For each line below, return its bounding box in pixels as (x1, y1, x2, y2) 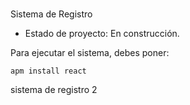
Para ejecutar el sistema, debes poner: (10, 47, 170, 59)
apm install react (10, 66, 87, 77)
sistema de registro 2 (10, 84, 98, 96)
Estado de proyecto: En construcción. (24, 28, 180, 40)
